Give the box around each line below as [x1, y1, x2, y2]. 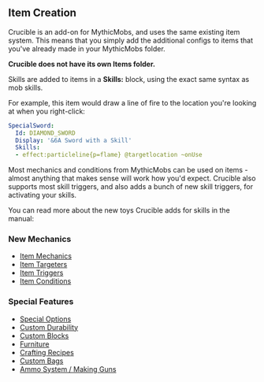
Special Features [8, 296, 74, 307]
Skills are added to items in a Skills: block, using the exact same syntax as [8, 74, 250, 83]
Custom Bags [19, 356, 64, 365]
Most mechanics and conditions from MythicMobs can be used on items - [8, 165, 248, 175]
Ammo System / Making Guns [19, 364, 117, 373]
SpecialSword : [8, 121, 55, 129]
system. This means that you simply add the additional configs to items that [8, 35, 254, 45]
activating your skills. [8, 191, 77, 200]
